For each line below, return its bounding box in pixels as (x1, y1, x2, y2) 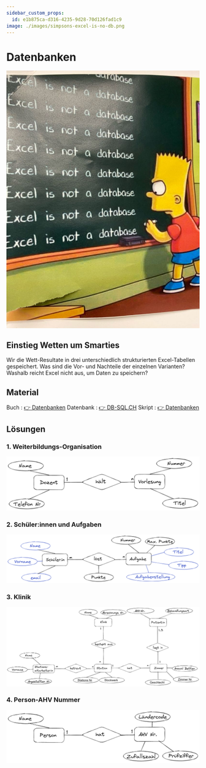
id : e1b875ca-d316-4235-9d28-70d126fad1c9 (12, 16, 122, 23)
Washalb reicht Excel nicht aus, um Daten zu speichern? (6, 369, 148, 377)
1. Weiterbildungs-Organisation (6, 442, 102, 451)
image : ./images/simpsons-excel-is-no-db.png (6, 23, 124, 29)
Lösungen (6, 424, 46, 434)
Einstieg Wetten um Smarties (6, 340, 120, 351)
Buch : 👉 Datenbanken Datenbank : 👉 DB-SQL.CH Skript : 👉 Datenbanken (6, 404, 199, 411)
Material (6, 387, 39, 397)
